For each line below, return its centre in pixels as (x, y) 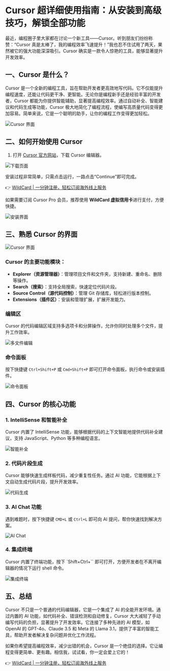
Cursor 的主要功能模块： (36, 262)
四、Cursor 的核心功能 (41, 404)
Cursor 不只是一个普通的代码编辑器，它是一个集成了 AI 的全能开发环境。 (81, 610)
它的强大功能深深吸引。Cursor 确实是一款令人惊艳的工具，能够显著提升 (89, 51)
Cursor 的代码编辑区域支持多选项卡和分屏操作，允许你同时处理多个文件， (82, 326)
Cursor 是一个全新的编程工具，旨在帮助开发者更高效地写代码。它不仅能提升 (84, 88)
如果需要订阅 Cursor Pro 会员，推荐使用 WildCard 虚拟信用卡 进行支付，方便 (84, 200)
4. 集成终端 (19, 550)
